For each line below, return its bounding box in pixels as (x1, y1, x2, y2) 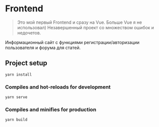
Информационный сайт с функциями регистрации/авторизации (5, 39, 140, 45)
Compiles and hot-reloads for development (5, 84, 111, 90)
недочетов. (17, 30, 41, 36)
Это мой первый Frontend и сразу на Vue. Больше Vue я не (17, 19, 142, 25)
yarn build (5, 117, 28, 123)
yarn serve (5, 95, 28, 100)
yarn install (5, 72, 32, 77)
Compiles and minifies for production (5, 106, 96, 113)
